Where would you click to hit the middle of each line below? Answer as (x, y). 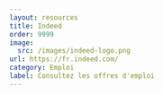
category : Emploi (42, 68)
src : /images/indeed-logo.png (74, 51)
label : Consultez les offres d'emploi (82, 76)
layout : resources (44, 17)
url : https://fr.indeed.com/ (64, 59)
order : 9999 (32, 34)
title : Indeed (36, 26)
